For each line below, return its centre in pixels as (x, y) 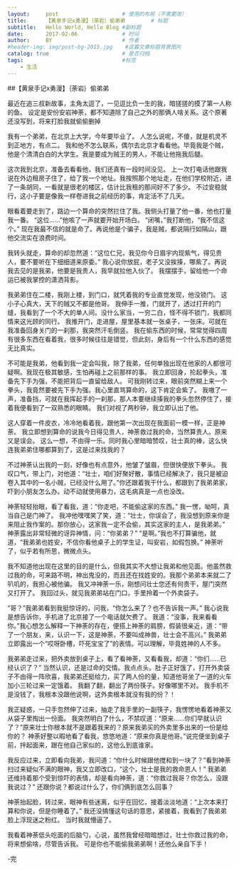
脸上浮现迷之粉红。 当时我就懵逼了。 (61, 819)
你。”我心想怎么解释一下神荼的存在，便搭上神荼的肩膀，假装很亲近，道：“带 (118, 625)
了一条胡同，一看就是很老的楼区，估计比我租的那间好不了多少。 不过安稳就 (117, 187)
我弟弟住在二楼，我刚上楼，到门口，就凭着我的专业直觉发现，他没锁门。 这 (117, 294)
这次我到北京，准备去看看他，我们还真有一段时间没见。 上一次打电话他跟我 (117, 169)
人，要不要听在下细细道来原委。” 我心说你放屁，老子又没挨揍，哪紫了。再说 (117, 261)
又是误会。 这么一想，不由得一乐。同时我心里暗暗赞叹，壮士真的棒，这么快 (117, 440)
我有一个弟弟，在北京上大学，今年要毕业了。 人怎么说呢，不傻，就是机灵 (114, 136)
